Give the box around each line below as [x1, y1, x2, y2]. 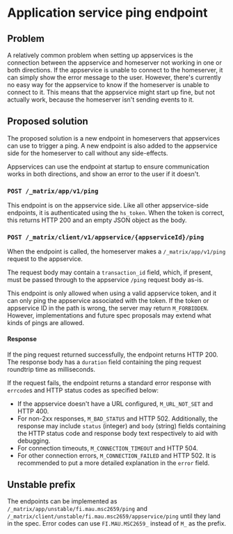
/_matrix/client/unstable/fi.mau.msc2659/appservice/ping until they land [7, 512, 221, 520]
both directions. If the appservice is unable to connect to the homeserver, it [7, 66, 223, 74]
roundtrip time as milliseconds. [7, 365, 96, 373]
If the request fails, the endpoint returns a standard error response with [7, 378, 211, 387]
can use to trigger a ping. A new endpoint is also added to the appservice [7, 141, 218, 150]
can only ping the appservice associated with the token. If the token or [7, 297, 209, 305]
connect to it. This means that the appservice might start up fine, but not [7, 88, 216, 96]
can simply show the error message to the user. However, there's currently [7, 73, 221, 81]
